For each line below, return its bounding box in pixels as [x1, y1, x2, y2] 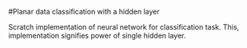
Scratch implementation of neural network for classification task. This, [8, 22, 240, 31]
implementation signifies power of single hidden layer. [8, 31, 186, 40]
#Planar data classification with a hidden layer [8, 7, 160, 16]
